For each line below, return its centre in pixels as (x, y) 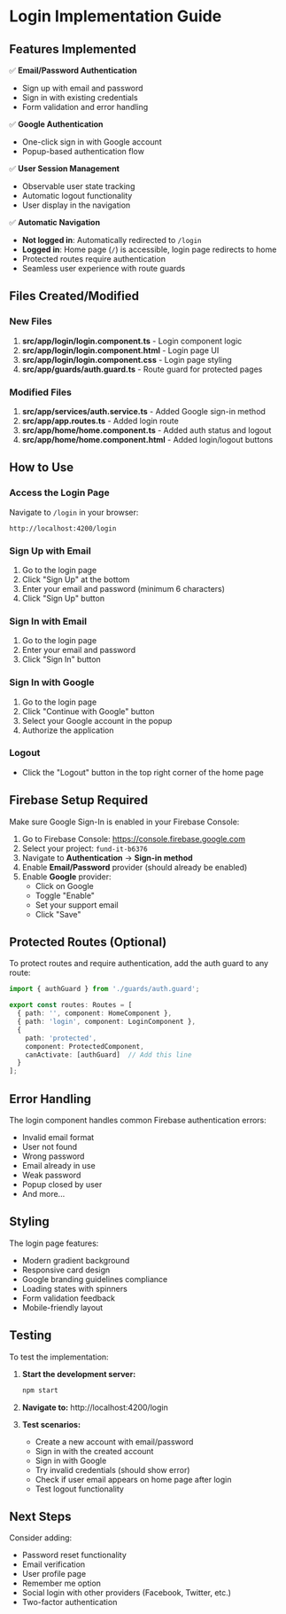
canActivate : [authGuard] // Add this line (108, 1055)
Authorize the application (68, 730)
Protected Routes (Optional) (88, 942)
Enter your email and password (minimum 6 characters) (124, 588)
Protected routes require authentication (94, 259)
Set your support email (77, 905)
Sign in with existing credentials (80, 98)
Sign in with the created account (94, 1451)
